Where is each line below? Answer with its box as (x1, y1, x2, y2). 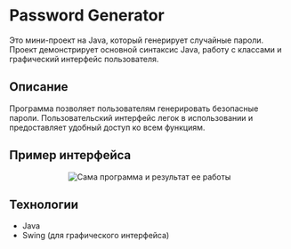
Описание (9, 79, 69, 94)
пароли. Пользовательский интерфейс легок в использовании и (9, 112, 254, 123)
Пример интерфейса (9, 148, 132, 163)
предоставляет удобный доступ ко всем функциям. (9, 122, 206, 133)
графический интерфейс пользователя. (9, 53, 159, 64)
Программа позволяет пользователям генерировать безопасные (9, 103, 259, 114)
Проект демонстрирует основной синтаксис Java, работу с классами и (9, 44, 282, 54)
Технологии (9, 197, 78, 212)
